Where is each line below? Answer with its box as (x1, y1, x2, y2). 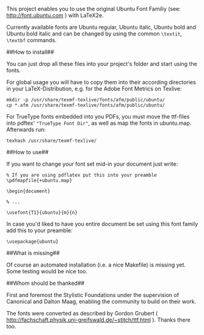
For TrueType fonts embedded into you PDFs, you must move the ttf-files (6, 113, 190, 120)
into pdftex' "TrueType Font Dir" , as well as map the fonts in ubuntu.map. (6, 119, 192, 127)
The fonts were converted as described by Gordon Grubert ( (6, 310, 158, 317)
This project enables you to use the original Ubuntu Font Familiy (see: (6, 6, 181, 12)
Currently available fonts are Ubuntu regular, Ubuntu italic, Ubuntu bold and (6, 24, 197, 31)
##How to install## (6, 48, 54, 56)
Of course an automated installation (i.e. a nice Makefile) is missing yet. (6, 261, 186, 268)
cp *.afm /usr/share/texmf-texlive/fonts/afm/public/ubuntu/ (6, 102, 166, 108)
